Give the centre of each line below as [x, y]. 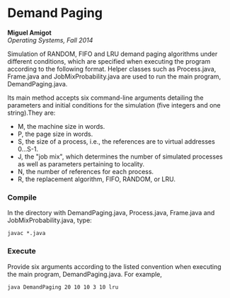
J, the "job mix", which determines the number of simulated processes [120, 156]
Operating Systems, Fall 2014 [50, 40]
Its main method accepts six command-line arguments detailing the [105, 98]
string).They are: [31, 113]
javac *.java [27, 234]
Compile [22, 197]
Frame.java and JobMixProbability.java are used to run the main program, [114, 76]
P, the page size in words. [55, 134]
